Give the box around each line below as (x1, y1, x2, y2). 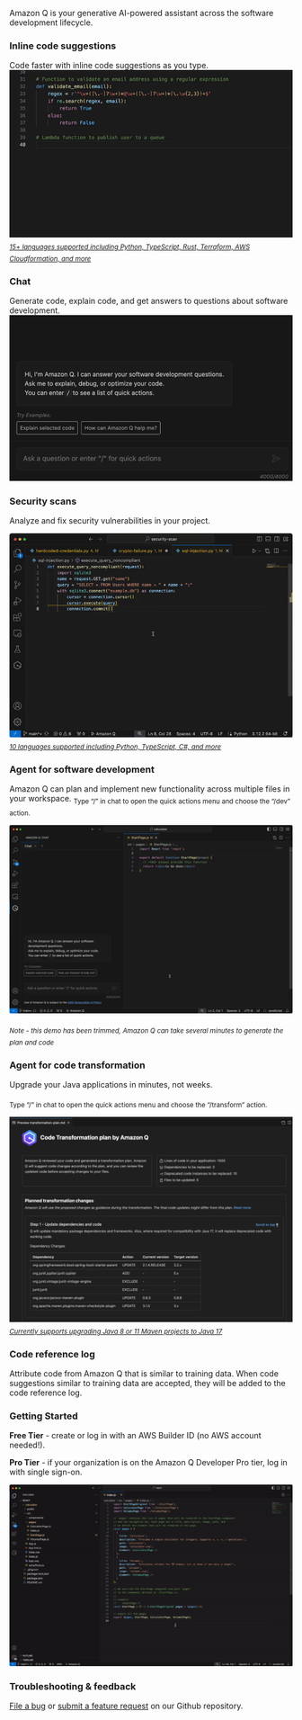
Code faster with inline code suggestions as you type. (9, 60, 209, 71)
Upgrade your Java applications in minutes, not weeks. (9, 1079, 213, 1089)
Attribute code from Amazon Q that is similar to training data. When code (9, 1368, 279, 1379)
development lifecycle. (9, 17, 93, 28)
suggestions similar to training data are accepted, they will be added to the (9, 1378, 286, 1389)
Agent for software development (9, 763, 155, 775)
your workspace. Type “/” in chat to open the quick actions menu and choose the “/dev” (9, 793, 290, 806)
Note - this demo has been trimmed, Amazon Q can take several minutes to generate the (9, 1026, 284, 1035)
